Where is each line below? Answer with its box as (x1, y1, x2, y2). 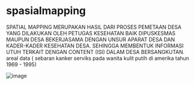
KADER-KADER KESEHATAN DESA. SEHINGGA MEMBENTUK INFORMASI (6, 42, 184, 49)
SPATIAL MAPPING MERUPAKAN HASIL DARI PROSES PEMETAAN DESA (6, 23, 182, 30)
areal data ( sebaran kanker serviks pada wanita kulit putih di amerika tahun (6, 55, 190, 62)
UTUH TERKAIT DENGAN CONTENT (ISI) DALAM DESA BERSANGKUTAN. (6, 48, 185, 55)
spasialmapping (6, 4, 86, 18)
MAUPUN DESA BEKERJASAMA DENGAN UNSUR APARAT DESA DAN (6, 36, 175, 43)
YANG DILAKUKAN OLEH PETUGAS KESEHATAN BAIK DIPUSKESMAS (6, 29, 176, 36)
